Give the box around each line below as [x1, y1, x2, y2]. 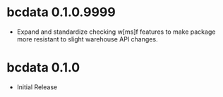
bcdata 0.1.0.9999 [6, 4, 116, 20]
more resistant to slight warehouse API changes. [16, 34, 158, 43]
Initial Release [16, 82, 58, 91]
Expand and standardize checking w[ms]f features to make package [16, 27, 216, 36]
